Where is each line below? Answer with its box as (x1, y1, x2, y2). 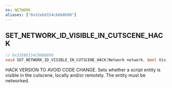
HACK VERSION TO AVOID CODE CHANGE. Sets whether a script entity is (5, 67, 161, 73)
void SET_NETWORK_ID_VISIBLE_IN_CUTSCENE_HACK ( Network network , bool (5, 57, 157, 63)
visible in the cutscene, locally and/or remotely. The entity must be (5, 72, 146, 78)
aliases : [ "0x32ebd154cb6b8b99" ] (5, 12, 77, 17)
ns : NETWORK (5, 7, 31, 13)
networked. (5, 78, 30, 84)
